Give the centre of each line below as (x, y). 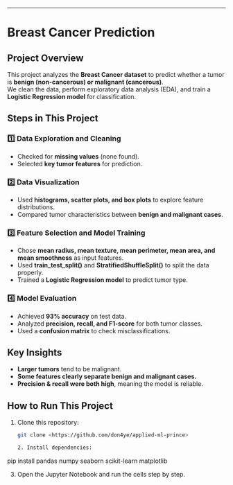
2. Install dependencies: (54, 448)
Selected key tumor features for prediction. (80, 164)
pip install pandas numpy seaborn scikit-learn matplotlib (87, 461)
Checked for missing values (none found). (78, 156)
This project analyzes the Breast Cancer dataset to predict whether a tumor (116, 74)
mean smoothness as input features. (70, 258)
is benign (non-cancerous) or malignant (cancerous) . (86, 82)
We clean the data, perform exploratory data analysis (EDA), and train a (109, 89)
